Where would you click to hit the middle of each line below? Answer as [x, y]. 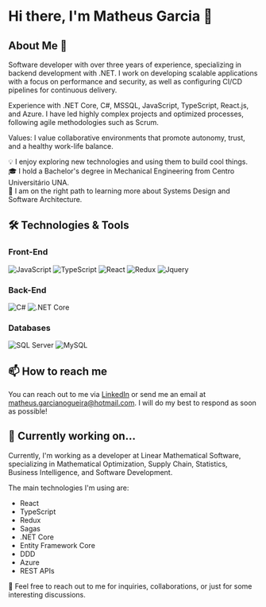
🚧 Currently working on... [72, 436]
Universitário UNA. [39, 183]
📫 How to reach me [58, 371]
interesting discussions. [47, 594]
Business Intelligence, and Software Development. [91, 472]
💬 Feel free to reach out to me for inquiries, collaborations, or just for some [130, 586]
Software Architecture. [45, 199]
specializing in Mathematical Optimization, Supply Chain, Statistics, [118, 464]
